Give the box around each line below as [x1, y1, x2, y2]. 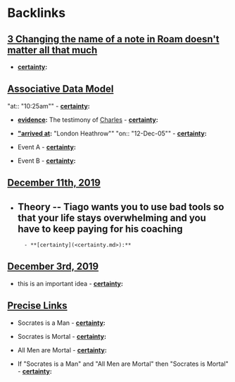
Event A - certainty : [17, 142, 76, 151]
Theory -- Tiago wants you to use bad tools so [17, 201, 224, 213]
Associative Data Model [7, 83, 114, 95]
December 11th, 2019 [7, 177, 101, 189]
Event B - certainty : [17, 156, 76, 165]
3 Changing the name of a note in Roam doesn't [7, 33, 220, 45]
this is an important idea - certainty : [17, 279, 123, 288]
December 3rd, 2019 [7, 261, 99, 273]
